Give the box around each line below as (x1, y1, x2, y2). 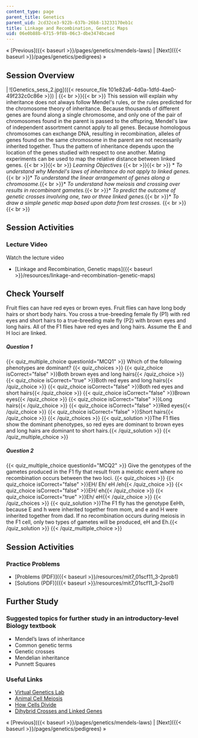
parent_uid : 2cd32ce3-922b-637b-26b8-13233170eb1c (6, 20, 134, 25)
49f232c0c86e (6, 92, 43, 99)
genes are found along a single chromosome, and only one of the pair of (6, 111, 183, 118)
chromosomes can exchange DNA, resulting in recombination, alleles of (6, 130, 181, 137)
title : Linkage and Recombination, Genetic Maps (6, 25, 128, 31)
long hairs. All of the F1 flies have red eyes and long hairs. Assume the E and (6, 323, 192, 330)
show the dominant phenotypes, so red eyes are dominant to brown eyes (6, 421, 184, 428)
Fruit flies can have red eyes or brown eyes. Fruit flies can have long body (6, 304, 186, 311)
